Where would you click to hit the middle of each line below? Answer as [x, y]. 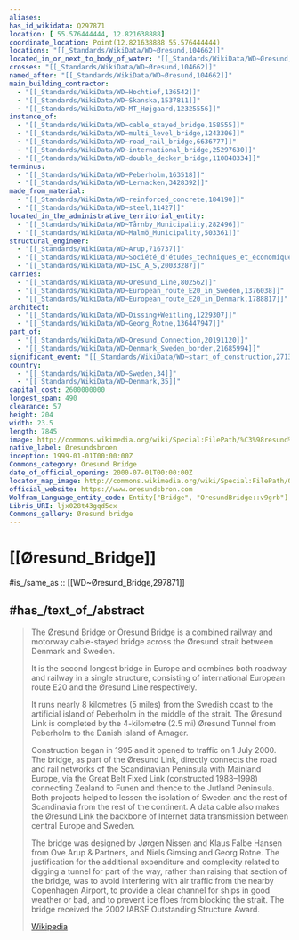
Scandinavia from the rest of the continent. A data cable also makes [155, 806]
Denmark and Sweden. [73, 651]
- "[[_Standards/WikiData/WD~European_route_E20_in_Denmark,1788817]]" [153, 299]
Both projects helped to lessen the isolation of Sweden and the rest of [159, 797]
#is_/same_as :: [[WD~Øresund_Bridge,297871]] [97, 583]
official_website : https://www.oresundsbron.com [101, 489]
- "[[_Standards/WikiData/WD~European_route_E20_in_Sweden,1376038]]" [151, 290]
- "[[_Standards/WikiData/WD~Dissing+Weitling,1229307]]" [127, 316]
